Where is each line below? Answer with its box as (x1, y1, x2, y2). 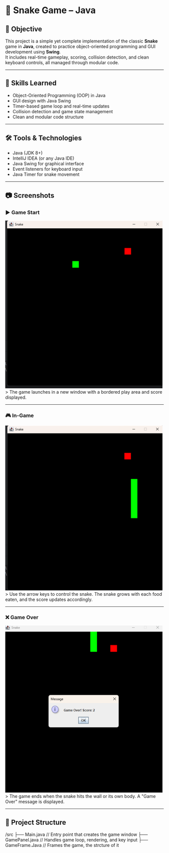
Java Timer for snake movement (12, 171, 79, 177)
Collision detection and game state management (12, 108, 113, 114)
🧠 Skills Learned (5, 79, 57, 87)
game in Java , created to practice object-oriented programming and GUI (5, 43, 156, 50)
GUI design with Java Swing (12, 98, 71, 104)
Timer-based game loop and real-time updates (12, 103, 110, 109)
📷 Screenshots (5, 192, 54, 200)
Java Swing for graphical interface (12, 160, 84, 166)
